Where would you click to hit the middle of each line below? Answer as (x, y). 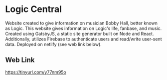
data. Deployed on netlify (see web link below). (54, 44)
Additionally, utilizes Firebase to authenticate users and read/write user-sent (83, 39)
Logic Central (34, 9)
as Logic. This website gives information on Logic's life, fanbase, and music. (83, 28)
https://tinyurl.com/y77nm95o (36, 72)
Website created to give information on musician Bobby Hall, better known (82, 23)
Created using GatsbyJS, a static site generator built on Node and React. (80, 33)
